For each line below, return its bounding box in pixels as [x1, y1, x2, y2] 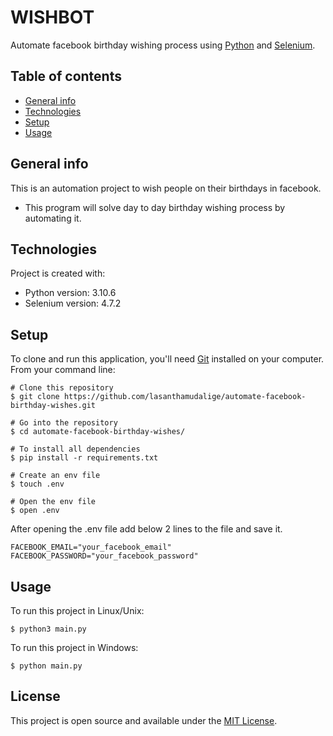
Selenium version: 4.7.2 [24, 297, 122, 310]
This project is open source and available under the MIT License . [10, 714, 278, 726]
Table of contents [10, 68, 122, 85]
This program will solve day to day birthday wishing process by [24, 201, 286, 213]
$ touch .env [10, 479, 65, 490]
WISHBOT [10, 6, 95, 29]
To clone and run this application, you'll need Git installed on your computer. [10, 353, 325, 365]
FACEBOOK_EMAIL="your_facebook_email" [10, 542, 172, 553]
